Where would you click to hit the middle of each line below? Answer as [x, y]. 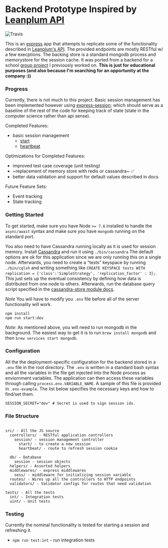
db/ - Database [26, 457]
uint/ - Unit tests [30, 502]
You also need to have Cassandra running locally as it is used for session [80, 246]
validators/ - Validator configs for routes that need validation [80, 484]
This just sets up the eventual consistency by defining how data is [73, 278]
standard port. [20, 236]
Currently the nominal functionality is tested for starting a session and [77, 525]
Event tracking [27, 196]
